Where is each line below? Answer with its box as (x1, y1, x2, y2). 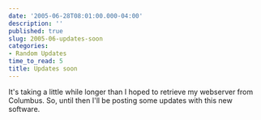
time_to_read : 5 (8, 58, 63, 66)
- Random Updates (8, 49, 67, 58)
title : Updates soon (8, 65, 79, 73)
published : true (8, 27, 63, 35)
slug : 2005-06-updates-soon (8, 34, 104, 43)
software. (8, 104, 41, 114)
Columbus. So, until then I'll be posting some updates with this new (8, 95, 233, 105)
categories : (8, 42, 49, 50)
